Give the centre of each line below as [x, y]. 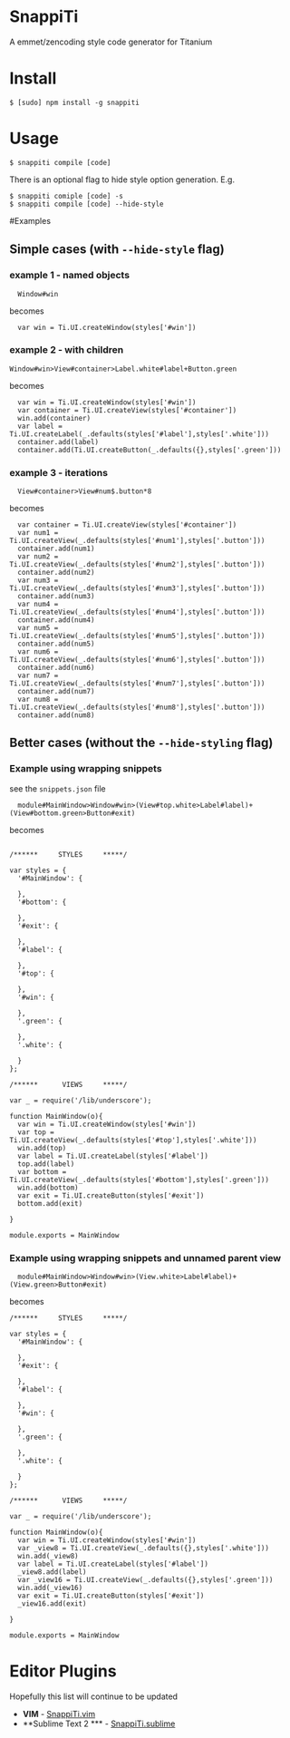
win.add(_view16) [50, 1588]
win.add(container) [54, 418]
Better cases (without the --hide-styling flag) [141, 743]
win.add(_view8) [48, 1557]
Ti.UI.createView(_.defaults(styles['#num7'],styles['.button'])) [137, 684]
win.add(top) [42, 1148]
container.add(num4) [56, 620]
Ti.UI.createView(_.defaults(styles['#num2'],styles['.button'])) [137, 565]
